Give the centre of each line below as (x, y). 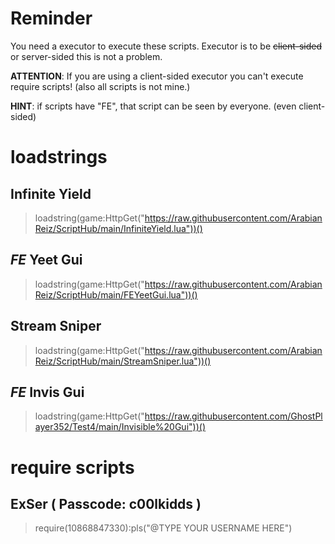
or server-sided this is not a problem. (86, 56)
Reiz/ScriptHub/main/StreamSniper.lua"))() (123, 361)
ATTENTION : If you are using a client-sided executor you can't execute (157, 76)
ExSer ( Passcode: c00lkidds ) (106, 503)
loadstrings (59, 157)
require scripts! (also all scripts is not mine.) (100, 86)
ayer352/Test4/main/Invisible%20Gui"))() (120, 427)
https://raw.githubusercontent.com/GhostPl (233, 416)
